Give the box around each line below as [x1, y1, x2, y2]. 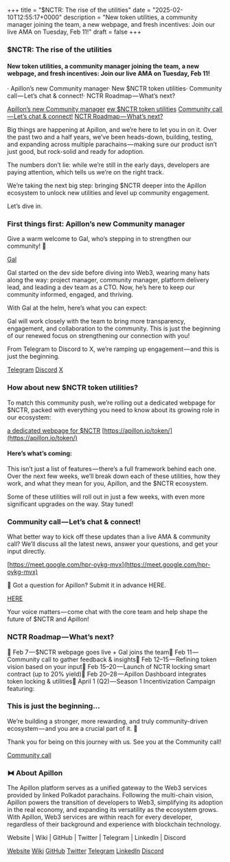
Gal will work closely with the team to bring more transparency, [7, 317, 186, 326]
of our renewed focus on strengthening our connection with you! [7, 332, 190, 340]
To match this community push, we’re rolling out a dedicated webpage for [7, 398, 216, 407]
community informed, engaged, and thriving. [7, 291, 134, 299]
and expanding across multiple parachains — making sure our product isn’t [7, 140, 218, 148]
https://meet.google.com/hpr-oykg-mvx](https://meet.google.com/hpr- [9, 560, 211, 569]
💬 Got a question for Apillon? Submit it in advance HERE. [7, 581, 167, 589]
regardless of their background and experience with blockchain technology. [7, 820, 222, 828]
